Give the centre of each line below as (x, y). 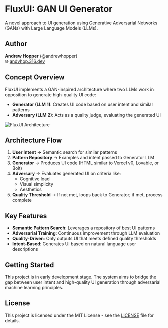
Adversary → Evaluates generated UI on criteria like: (67, 174)
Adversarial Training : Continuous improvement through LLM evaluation (86, 233)
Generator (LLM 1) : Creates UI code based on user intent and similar (83, 104)
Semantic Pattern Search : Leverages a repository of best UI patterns (84, 228)
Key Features (26, 216)
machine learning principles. (34, 288)
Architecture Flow (34, 140)
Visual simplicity (37, 184)
